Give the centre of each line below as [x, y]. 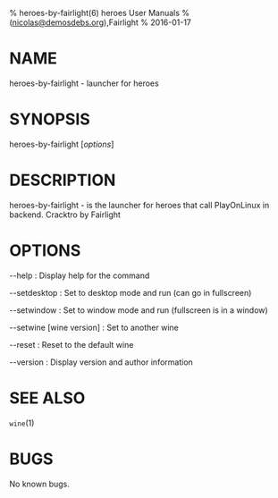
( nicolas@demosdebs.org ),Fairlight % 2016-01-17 [101, 22]
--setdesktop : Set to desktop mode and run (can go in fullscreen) [131, 292]
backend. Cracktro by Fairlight [65, 215]
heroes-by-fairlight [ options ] [62, 144]
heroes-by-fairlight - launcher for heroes [84, 83]
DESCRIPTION [63, 180]
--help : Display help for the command [80, 275]
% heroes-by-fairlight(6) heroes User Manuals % [100, 13]
